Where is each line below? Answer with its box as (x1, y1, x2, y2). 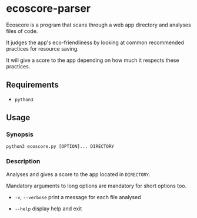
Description (6, 157, 41, 166)
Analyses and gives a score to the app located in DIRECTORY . (6, 170, 151, 178)
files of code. (6, 27, 38, 34)
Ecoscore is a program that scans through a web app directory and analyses (6, 21, 191, 28)
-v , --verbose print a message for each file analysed (14, 193, 141, 200)
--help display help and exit (14, 205, 82, 212)
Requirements (6, 80, 59, 90)
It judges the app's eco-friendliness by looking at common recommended (6, 39, 184, 46)
